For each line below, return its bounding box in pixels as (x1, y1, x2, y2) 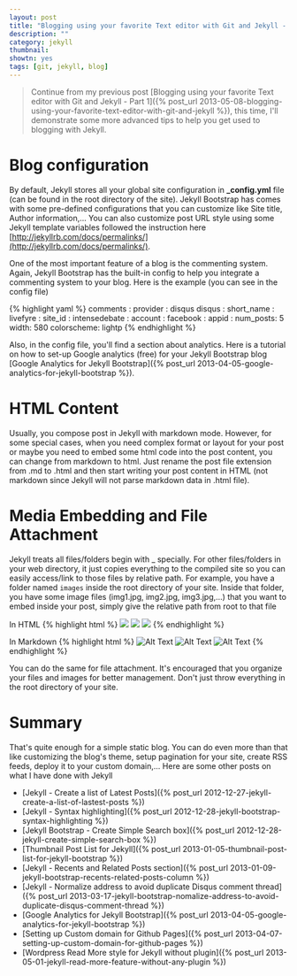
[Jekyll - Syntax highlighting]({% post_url (21, 806, 172, 817)
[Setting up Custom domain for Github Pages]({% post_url (21, 928, 233, 939)
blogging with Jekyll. (30, 124, 107, 134)
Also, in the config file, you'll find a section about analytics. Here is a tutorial (9, 339, 286, 350)
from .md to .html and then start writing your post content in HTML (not (9, 465, 268, 476)
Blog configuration (9, 156, 149, 175)
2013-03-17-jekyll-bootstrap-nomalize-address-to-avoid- (69, 890, 279, 901)
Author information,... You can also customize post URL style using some (9, 212, 275, 223)
